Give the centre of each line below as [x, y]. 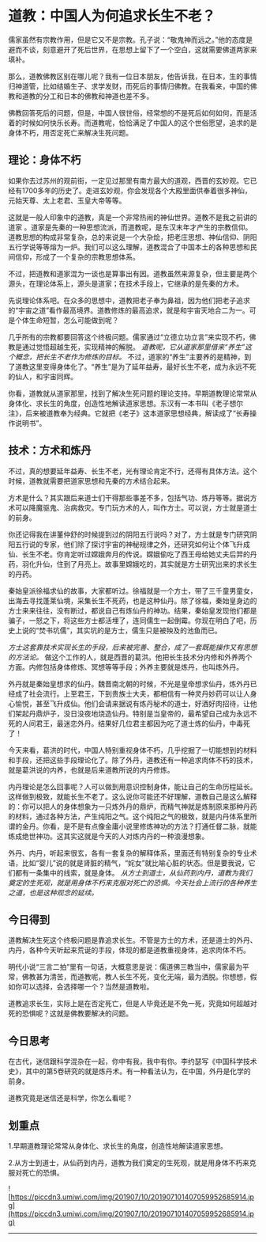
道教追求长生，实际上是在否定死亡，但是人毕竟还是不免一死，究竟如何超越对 [133, 1004]
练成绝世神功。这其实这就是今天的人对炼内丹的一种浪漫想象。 [109, 836]
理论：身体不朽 [45, 160]
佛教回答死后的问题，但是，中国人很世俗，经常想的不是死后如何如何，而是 [129, 112]
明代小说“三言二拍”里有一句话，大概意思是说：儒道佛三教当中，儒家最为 [126, 967]
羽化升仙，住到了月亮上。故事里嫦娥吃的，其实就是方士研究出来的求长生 [139, 564]
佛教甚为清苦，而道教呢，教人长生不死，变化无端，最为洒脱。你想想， [136, 977]
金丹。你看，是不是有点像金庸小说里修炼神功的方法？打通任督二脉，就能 [139, 826]
